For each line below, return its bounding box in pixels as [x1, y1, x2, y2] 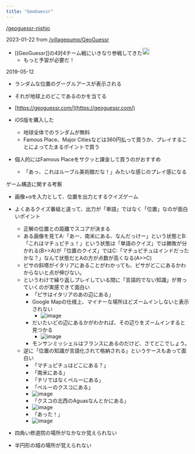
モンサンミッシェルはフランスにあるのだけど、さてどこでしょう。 [32, 340, 190, 347]
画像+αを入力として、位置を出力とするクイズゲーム [14, 193, 138, 200]
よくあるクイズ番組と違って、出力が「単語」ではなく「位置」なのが [14, 206, 178, 213]
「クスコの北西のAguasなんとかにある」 [32, 397, 130, 404]
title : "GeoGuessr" [6, 8, 54, 15]
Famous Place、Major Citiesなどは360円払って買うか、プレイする [23, 136, 182, 143]
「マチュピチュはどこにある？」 [32, 362, 109, 369]
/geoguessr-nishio [6, 25, 51, 32]
